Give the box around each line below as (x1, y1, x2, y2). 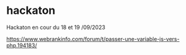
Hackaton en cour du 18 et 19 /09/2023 (6, 24, 106, 31)
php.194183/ (6, 42, 37, 49)
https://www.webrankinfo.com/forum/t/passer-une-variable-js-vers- (6, 35, 180, 42)
